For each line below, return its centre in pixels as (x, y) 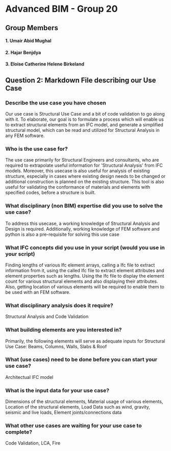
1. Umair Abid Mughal (29, 41)
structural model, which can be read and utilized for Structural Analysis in (82, 130)
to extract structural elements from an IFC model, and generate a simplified (84, 125)
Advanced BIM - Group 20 (62, 9)
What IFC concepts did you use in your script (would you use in (85, 247)
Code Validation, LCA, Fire (33, 443)
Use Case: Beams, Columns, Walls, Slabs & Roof (56, 346)
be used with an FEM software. (38, 292)
